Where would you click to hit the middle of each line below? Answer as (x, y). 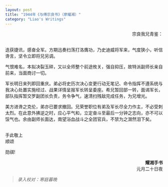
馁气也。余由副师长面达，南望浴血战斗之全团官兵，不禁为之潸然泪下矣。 (79, 119)
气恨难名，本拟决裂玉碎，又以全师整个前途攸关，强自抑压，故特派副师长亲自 (84, 67)
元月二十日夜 (150, 169)
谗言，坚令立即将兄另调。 (31, 56)
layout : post (19, 10)
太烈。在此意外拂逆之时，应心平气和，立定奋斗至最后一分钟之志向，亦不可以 (84, 113)
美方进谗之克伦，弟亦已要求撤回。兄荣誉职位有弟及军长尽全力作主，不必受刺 (84, 107)
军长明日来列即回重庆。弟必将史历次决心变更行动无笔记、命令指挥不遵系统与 (84, 83)
